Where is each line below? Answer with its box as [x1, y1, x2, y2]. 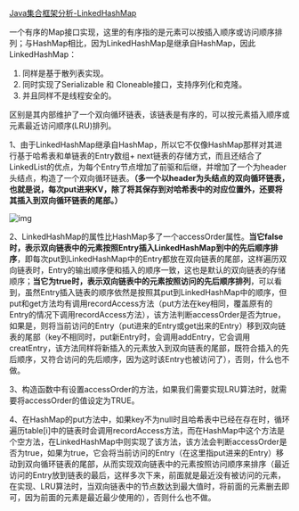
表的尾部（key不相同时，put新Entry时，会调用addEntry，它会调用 [9, 332, 251, 342]
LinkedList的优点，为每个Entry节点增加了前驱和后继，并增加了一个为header [9, 161, 287, 172]
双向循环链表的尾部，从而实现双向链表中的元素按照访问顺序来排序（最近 [24, 458, 290, 469]
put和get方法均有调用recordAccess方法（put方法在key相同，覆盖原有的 [9, 298, 273, 309]
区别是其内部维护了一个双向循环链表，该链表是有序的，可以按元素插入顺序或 [9, 110, 290, 120]
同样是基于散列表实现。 [21, 68, 109, 78]
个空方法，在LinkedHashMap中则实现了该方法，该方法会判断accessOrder [9, 436, 280, 447]
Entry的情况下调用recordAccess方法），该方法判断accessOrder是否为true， [9, 309, 287, 319]
